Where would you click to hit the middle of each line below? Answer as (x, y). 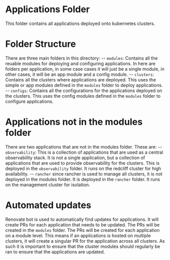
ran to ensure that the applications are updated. (55, 252)
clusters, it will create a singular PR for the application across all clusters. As (85, 241)
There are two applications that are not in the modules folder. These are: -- (84, 147)
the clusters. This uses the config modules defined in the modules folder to (83, 96)
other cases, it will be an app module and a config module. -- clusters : (80, 74)
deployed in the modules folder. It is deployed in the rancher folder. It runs (83, 179)
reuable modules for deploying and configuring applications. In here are (80, 63)
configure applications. (30, 101)
